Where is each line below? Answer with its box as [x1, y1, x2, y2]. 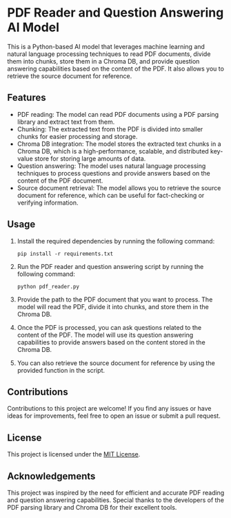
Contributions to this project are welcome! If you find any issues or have [7, 405, 212, 413]
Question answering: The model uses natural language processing [17, 161, 206, 170]
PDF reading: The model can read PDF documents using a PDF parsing [17, 110, 219, 118]
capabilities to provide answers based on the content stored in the [17, 337, 205, 346]
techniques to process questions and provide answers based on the [17, 169, 210, 177]
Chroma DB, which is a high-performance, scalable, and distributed [17, 147, 209, 155]
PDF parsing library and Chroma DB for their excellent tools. [7, 503, 177, 511]
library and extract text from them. [17, 118, 115, 126]
